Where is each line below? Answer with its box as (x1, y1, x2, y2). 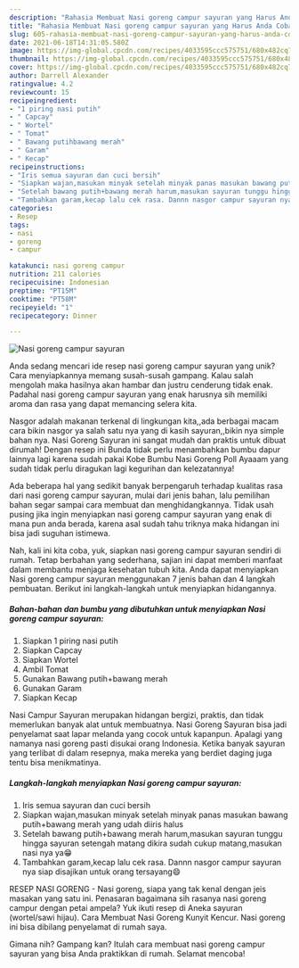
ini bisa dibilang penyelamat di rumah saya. (9, 922, 167, 932)
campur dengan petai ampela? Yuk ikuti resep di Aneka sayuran (9, 903, 243, 914)
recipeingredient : (9, 95, 77, 105)
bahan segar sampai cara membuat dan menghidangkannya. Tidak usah (9, 500, 274, 510)
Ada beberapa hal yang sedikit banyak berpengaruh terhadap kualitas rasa (9, 481, 283, 492)
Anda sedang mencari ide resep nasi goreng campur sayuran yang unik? (9, 360, 276, 371)
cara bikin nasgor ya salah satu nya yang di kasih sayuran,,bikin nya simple (9, 426, 285, 436)
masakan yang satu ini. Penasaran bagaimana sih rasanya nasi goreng (9, 893, 267, 904)
